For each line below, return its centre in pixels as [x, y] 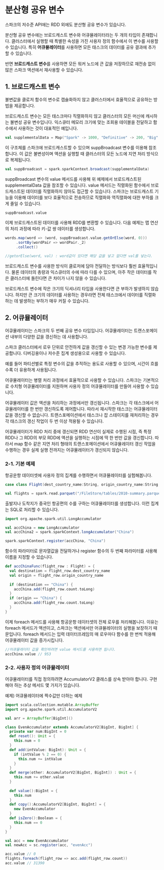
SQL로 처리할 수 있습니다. [35, 509]
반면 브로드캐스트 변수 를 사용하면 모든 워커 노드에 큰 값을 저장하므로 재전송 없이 [81, 64]
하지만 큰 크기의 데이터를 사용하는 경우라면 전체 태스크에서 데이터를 [79, 295]
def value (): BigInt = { [33, 791]
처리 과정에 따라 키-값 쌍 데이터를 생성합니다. [53, 229]
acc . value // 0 [20, 854]
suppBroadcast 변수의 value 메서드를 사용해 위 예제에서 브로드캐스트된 [73, 179]
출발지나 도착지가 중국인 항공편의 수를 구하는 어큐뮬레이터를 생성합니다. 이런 [77, 503]
